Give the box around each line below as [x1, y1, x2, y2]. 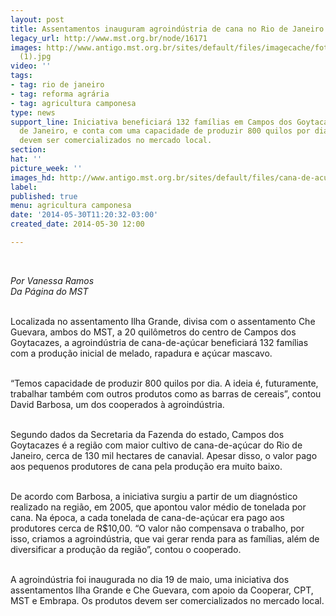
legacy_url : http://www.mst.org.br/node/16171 [10, 33, 208, 43]
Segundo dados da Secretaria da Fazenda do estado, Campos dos [10, 428, 285, 440]
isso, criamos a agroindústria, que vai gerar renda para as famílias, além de [10, 532, 320, 545]
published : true [10, 191, 78, 201]
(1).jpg [19, 52, 52, 62]
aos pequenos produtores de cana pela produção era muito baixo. [10, 460, 283, 472]
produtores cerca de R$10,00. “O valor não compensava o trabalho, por [10, 522, 305, 534]
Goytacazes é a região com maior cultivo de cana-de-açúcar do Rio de [10, 439, 303, 451]
